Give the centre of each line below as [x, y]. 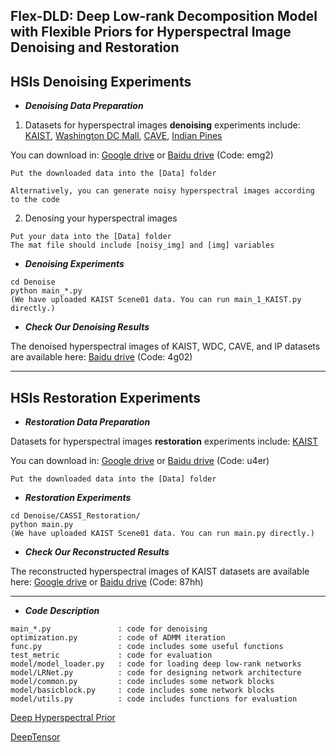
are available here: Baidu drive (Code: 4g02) [101, 357]
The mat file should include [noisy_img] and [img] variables [142, 245]
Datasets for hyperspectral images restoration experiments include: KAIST [164, 441]
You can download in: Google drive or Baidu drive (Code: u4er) [140, 461]
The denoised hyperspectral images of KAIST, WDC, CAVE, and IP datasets [165, 346]
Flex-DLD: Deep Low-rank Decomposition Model [164, 16]
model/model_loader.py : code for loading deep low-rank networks [156, 664]
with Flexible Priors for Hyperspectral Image [151, 32]
